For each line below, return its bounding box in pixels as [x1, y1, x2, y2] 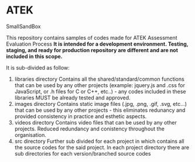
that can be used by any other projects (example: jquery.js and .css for [14, 81, 186, 88]
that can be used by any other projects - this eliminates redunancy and [14, 106, 186, 113]
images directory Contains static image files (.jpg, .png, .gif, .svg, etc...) [14, 100, 187, 107]
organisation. [14, 131, 47, 138]
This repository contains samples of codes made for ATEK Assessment [6, 34, 177, 41]
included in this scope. [6, 53, 63, 60]
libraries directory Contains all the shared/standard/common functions [14, 75, 184, 82]
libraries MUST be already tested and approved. [14, 94, 131, 101]
